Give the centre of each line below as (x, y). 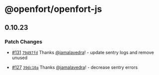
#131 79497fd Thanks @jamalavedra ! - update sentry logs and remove (83, 52)
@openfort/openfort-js (53, 9)
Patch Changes (24, 42)
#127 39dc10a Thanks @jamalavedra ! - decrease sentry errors (75, 67)
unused (20, 58)
